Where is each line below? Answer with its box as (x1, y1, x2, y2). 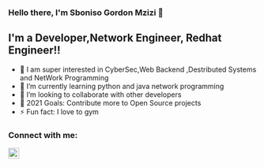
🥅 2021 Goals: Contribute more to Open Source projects (19, 98, 202, 107)
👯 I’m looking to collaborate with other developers (19, 90, 182, 99)
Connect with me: (8, 129, 78, 140)
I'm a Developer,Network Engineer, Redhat (8, 32, 222, 45)
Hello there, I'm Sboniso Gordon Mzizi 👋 (8, 7, 164, 18)
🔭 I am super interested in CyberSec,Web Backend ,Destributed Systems (19, 65, 257, 74)
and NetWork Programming (19, 72, 109, 82)
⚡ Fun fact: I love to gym (19, 106, 99, 117)
